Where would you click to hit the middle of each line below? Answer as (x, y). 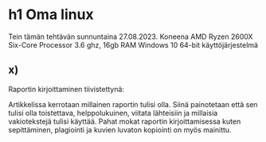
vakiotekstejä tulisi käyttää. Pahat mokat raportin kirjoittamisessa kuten (125, 121)
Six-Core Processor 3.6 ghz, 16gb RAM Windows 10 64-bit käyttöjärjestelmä (133, 44)
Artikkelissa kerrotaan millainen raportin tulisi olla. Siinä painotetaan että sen (133, 104)
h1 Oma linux (51, 15)
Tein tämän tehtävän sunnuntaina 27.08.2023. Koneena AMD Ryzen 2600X (131, 36)
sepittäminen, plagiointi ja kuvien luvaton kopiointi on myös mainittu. (120, 129)
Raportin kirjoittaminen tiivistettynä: (66, 89)
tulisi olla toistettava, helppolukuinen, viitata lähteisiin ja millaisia (113, 113)
